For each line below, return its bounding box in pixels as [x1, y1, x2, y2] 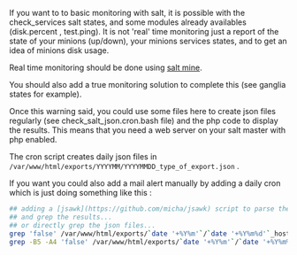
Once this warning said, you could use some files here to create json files [9, 106, 277, 116]
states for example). [9, 89, 82, 99]
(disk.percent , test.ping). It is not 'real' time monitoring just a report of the [9, 27, 279, 36]
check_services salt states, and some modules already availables [9, 17, 247, 27]
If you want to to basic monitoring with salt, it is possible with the [9, 8, 246, 18]
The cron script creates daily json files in [9, 151, 157, 162]
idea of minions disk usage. [9, 45, 110, 56]
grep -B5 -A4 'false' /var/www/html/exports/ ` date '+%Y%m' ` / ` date [9, 237, 259, 246]
